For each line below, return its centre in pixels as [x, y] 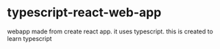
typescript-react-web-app [84, 13]
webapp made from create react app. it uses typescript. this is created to [110, 31]
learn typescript [30, 38]
